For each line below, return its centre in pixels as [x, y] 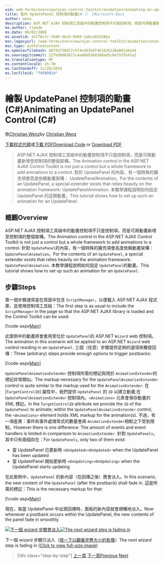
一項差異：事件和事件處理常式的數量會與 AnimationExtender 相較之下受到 [78, 421]
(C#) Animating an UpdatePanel [70, 110]
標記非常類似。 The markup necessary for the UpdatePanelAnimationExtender [82, 379]
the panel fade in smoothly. [32, 520]
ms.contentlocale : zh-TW [30, 64]
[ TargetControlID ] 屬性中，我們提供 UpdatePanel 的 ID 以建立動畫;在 [73, 392]
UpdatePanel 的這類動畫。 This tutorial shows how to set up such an [85, 195]
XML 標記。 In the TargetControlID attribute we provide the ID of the [73, 404]
